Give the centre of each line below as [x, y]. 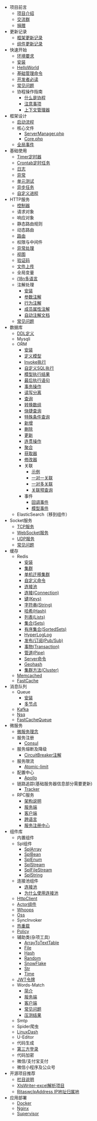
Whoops [25, 910]
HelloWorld [28, 68]
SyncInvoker [29, 920]
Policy [23, 931]
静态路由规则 [30, 224]
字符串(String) [38, 605]
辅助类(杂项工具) [33, 937]
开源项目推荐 [22, 1073]
